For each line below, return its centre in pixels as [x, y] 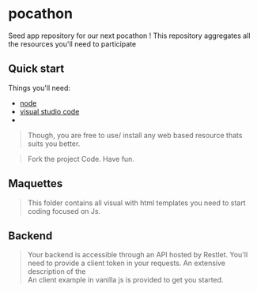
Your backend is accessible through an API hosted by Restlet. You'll [138, 255]
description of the [57, 271]
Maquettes [36, 183]
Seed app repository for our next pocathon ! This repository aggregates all [129, 36]
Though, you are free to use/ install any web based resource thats [135, 135]
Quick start [36, 69]
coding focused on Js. [64, 211]
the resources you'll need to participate [72, 43]
